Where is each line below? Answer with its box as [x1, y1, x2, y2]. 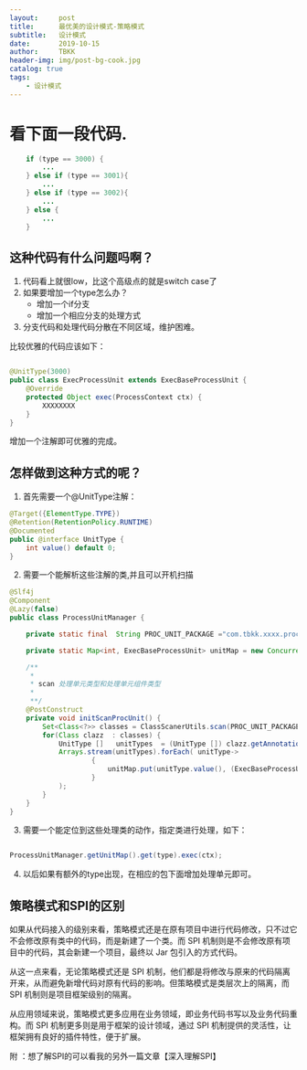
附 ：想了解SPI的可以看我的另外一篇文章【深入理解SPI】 [9, 1051, 221, 1062]
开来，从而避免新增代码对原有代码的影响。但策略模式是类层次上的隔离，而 [9, 978, 290, 989]
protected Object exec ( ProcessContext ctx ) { [26, 392, 203, 402]
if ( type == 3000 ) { [26, 154, 104, 164]
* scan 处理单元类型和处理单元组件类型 [29, 680, 162, 689]
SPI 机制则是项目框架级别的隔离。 [9, 989, 137, 1001]
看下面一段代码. [9, 123, 128, 144]
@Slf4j [9, 588, 35, 597]
